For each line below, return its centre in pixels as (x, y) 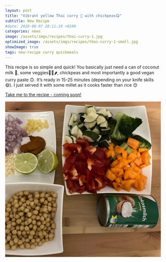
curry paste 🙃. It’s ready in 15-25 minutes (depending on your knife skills (80, 80)
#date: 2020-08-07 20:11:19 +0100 (41, 26)
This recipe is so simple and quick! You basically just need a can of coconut (82, 67)
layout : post (19, 10)
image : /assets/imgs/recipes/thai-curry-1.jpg (54, 37)
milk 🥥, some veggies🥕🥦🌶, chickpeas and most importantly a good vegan (80, 72)
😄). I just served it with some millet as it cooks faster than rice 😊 (71, 85)
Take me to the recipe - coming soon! (43, 95)
